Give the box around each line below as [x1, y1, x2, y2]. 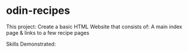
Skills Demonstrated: [6, 40, 56, 47]
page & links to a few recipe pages [6, 29, 90, 36]
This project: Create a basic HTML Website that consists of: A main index [6, 23, 183, 30]
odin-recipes [6, 4, 70, 17]
